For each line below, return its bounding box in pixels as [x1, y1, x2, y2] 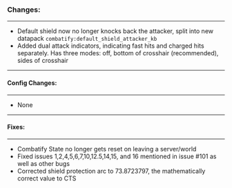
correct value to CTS [17, 174, 77, 182]
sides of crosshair [17, 57, 69, 65]
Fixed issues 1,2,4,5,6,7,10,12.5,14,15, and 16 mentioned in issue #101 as [17, 152, 217, 160]
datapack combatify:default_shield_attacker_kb [17, 35, 157, 43]
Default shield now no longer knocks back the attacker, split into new [17, 27, 214, 35]
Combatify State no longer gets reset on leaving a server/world [17, 144, 197, 153]
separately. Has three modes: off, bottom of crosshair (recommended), [17, 49, 219, 57]
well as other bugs [17, 159, 70, 167]
